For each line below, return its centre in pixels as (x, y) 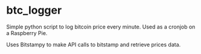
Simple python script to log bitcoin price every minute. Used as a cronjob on (101, 27)
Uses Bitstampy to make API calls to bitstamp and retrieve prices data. (94, 45)
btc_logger (34, 10)
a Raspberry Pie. (27, 33)
